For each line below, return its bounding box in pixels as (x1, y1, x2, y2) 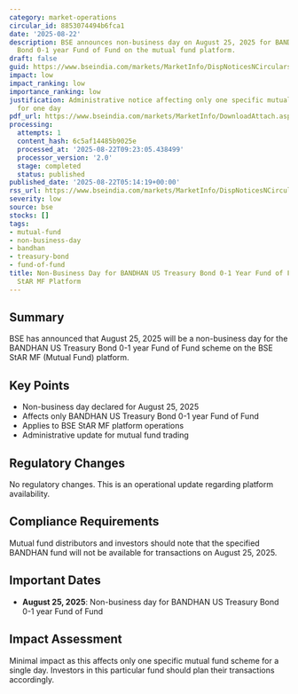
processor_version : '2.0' (17, 153, 114, 162)
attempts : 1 (17, 129, 62, 138)
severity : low (9, 194, 62, 204)
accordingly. (9, 674, 55, 684)
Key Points (9, 378, 70, 393)
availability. (9, 489, 51, 500)
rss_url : (9, 186, 42, 195)
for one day (17, 104, 62, 113)
